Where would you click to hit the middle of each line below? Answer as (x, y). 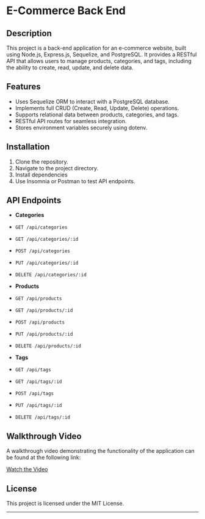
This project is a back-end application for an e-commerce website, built (96, 48)
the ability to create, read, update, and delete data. (70, 67)
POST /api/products (40, 322)
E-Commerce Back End (66, 11)
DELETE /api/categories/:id (51, 275)
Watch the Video (27, 469)
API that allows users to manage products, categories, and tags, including (99, 61)
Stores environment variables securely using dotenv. (81, 127)
